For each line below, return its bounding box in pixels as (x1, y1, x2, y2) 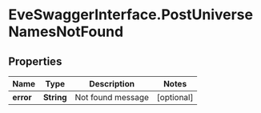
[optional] (156, 92, 194, 103)
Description (89, 79, 135, 89)
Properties (8, 54, 62, 68)
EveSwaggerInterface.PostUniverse (8, 6, 254, 24)
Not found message (74, 92, 150, 103)
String (42, 92, 67, 103)
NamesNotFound (8, 22, 124, 41)
